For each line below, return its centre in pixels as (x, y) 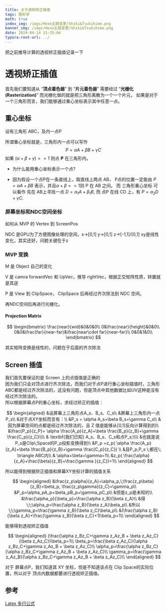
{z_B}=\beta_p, (45, 486)
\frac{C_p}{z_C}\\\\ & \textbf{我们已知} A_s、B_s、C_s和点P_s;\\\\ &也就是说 (83, 437)
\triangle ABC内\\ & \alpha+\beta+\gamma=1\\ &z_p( (69, 456)
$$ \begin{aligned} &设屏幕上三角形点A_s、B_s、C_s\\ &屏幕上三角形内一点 (83, 413)
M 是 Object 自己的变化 (29, 267)
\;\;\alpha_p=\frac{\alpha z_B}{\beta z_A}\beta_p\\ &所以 (83, 505)
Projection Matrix (23, 316)
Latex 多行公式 (20, 603)
